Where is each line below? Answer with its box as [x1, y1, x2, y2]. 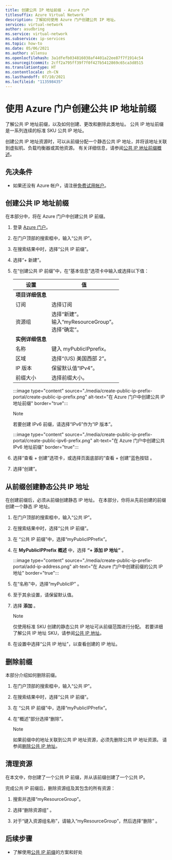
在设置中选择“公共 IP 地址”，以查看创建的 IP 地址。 [12, 641, 121, 647]
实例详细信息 [15, 336, 47, 343]
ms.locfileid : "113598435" [5, 79, 63, 84]
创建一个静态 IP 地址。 [5, 503, 53, 509]
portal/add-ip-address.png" [12, 563, 72, 570]
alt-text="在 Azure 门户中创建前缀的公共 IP [72, 563, 163, 570]
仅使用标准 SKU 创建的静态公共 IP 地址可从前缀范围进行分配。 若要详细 [12, 624, 163, 630]
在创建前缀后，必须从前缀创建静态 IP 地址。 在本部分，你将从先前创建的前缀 [5, 497, 166, 503]
